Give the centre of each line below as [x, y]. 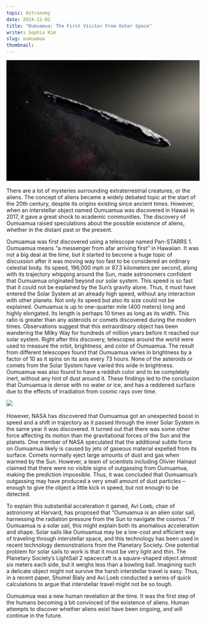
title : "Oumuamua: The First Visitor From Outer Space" [79, 26]
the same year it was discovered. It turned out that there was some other [98, 429]
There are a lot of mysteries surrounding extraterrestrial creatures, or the [98, 191]
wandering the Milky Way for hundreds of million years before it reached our [103, 333]
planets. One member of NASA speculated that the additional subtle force [99, 442]
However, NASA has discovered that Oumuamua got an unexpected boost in [103, 416]
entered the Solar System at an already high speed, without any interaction [101, 294]
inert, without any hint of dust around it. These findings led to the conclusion [103, 378]
